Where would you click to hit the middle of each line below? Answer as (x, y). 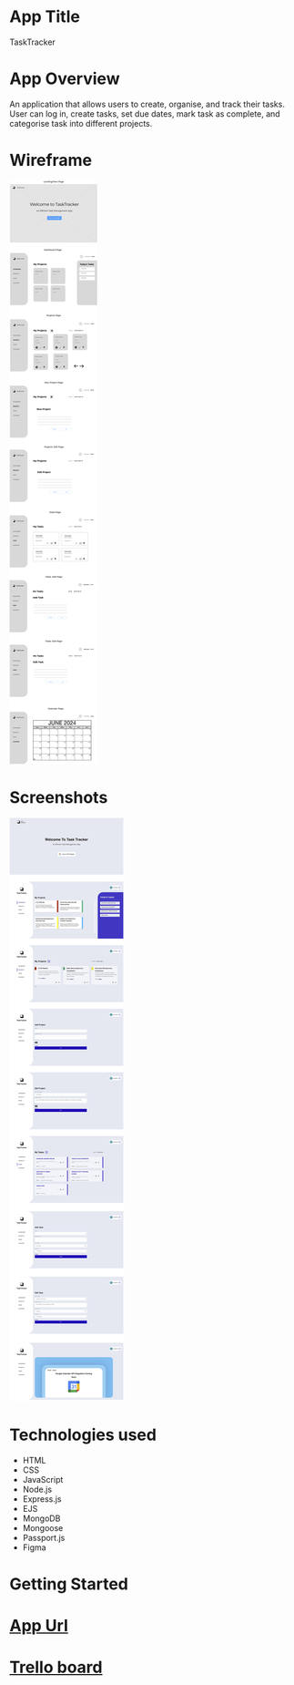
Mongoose (43, 1527)
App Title (45, 17)
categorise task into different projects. (81, 123)
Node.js (37, 1489)
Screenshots (59, 797)
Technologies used (83, 1435)
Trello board (56, 1667)
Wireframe (51, 160)
